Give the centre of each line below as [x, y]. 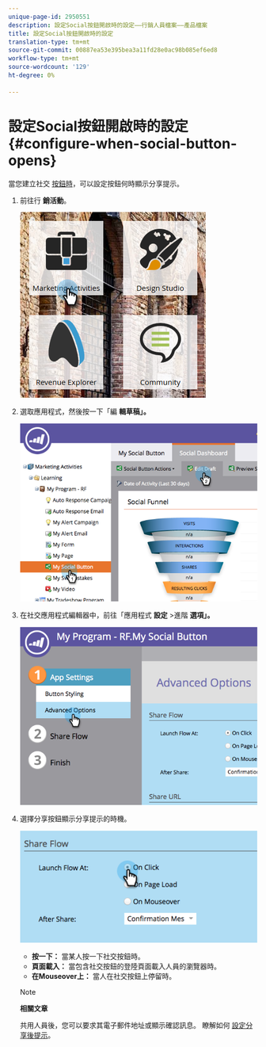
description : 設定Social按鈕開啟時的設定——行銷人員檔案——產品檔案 [108, 25]
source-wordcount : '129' [49, 67]
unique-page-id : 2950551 [49, 17]
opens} [32, 160]
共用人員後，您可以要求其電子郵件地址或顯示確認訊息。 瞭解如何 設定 [133, 1025]
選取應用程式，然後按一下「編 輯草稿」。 [85, 411]
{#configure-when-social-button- [123, 143]
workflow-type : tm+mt [44, 59]
